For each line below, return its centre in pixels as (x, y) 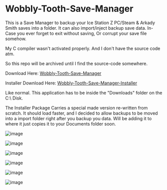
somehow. (16, 39)
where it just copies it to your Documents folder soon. (61, 124)
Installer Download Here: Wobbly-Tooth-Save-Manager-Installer (71, 83)
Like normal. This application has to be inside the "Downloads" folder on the (84, 92)
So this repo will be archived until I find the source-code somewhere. (76, 63)
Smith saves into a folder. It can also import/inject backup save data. (76, 28)
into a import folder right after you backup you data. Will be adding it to (78, 118)
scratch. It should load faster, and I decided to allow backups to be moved (81, 113)
